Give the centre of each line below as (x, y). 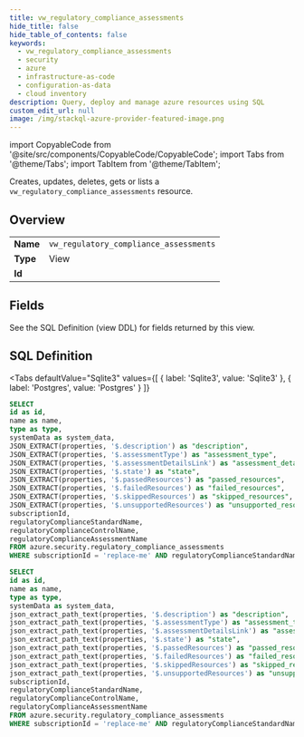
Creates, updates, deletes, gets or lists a (85, 181)
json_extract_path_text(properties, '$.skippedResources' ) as (129, 664)
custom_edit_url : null (52, 111)
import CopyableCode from (60, 145)
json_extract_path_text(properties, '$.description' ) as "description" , (149, 614)
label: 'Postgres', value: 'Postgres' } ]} (80, 387)
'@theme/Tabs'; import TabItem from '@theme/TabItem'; (115, 164)
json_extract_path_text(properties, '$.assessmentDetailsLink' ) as (139, 631)
